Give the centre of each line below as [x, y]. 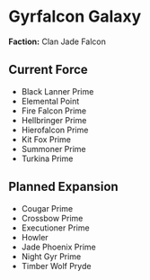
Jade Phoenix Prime [58, 247]
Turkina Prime [47, 158]
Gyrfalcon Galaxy [75, 17]
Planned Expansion [63, 187]
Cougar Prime [47, 208]
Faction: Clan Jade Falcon [57, 41]
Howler [35, 237]
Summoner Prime [53, 149]
